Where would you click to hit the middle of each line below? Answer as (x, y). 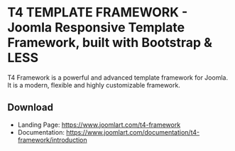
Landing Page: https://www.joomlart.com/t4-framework (99, 125)
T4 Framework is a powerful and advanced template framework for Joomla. (118, 77)
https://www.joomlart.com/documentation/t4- (133, 132)
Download (30, 108)
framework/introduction (52, 140)
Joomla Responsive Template (96, 27)
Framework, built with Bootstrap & (110, 43)
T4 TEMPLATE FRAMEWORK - (98, 12)
